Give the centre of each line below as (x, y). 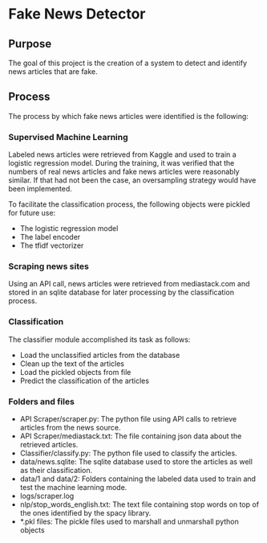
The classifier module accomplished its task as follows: (99, 339)
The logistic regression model (69, 228)
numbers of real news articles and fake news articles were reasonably (124, 172)
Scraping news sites (49, 266)
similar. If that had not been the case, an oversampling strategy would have (132, 180)
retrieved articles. (49, 444)
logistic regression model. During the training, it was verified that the (121, 163)
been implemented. (40, 189)
